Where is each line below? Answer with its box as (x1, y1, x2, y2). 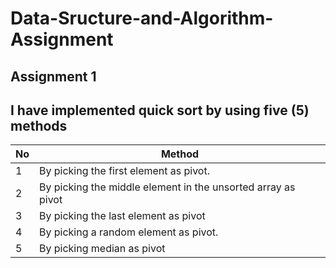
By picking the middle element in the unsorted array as (39, 180, 296, 194)
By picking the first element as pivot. (39, 164, 210, 178)
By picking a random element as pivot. (39, 225, 219, 239)
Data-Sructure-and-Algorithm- (10, 7, 274, 30)
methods (10, 117, 68, 134)
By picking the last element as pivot (39, 209, 206, 223)
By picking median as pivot (39, 242, 166, 256)
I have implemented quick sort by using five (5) (10, 102, 310, 119)
